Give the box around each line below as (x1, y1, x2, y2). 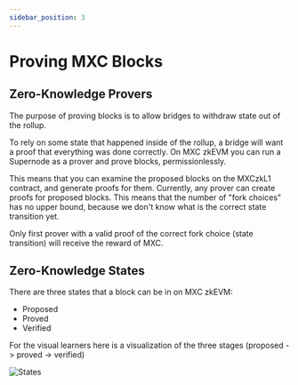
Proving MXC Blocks (9, 51, 163, 71)
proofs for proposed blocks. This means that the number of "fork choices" (9, 192, 282, 203)
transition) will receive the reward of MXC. (9, 237, 164, 248)
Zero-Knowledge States (9, 263, 145, 278)
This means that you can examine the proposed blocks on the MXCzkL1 (9, 172, 271, 183)
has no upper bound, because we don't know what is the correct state (9, 201, 267, 212)
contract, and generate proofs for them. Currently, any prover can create (9, 182, 276, 193)
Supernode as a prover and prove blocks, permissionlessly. (9, 156, 227, 166)
